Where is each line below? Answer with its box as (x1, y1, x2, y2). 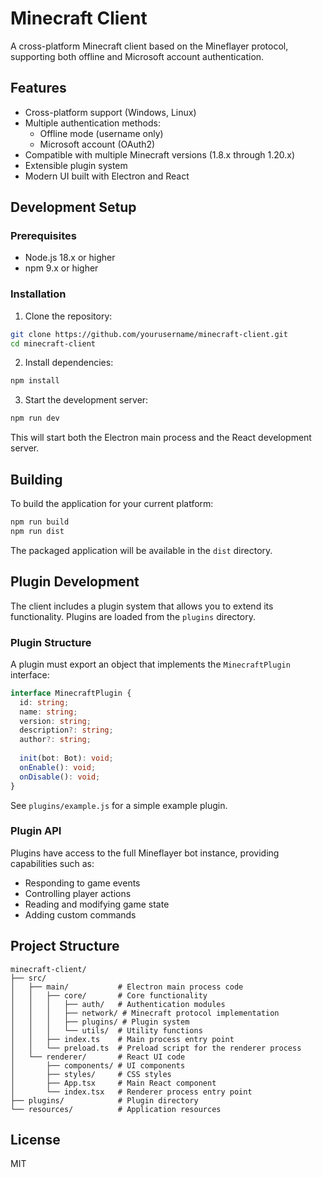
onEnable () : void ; (19, 762, 97, 772)
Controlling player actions (24, 887, 132, 899)
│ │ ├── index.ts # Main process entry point (10, 1034, 235, 1044)
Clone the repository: (24, 310, 113, 322)
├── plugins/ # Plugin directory (10, 1095, 199, 1106)
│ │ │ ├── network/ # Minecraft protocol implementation (10, 1008, 280, 1018)
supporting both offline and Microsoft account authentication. (10, 50, 265, 62)
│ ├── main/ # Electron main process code (10, 982, 244, 992)
